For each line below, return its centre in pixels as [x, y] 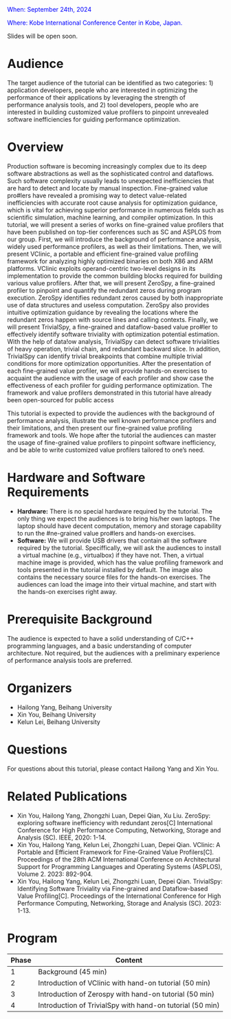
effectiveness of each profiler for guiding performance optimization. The [110, 385]
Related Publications [67, 796]
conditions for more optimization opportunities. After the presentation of [109, 363]
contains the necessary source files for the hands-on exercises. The [114, 577]
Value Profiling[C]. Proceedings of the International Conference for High [119, 896]
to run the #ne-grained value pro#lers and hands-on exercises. [106, 533]
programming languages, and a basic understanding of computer [99, 646]
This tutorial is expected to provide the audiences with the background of [111, 413]
